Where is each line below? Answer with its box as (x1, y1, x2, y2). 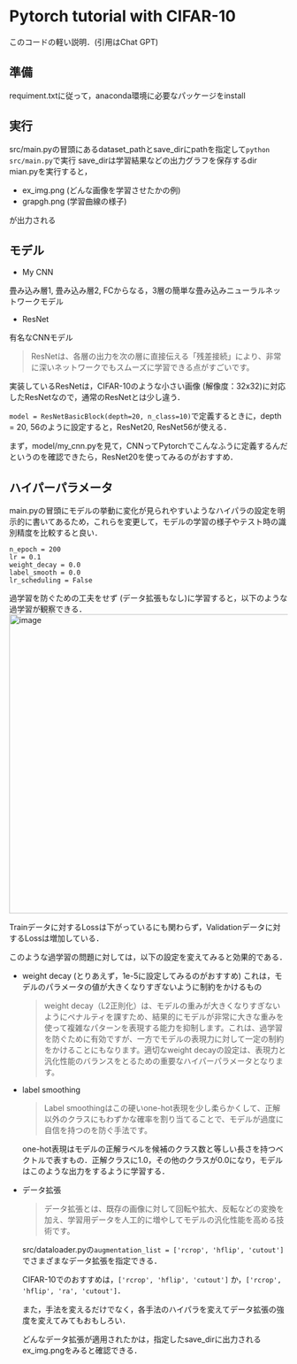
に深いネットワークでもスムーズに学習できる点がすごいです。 (30, 362, 255, 373)
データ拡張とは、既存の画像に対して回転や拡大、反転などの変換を (43, 1204, 285, 1214)
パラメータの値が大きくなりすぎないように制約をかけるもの (45, 982, 263, 992)
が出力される (9, 214, 56, 225)
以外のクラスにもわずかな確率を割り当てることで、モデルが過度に (43, 1114, 285, 1125)
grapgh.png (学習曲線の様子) (21, 196, 127, 206)
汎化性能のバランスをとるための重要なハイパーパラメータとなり (43, 1056, 276, 1067)
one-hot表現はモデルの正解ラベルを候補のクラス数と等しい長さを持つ (21, 1144, 277, 1154)
